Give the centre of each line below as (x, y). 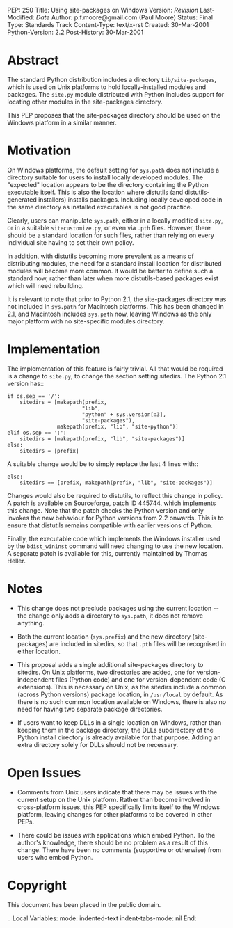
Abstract (33, 60)
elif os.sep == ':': (37, 433)
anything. (31, 623)
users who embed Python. (55, 857)
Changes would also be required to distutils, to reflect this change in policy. (115, 495)
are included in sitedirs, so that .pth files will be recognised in (138, 643)
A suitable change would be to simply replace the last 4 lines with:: (103, 464)
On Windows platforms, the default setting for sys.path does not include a (113, 170)
